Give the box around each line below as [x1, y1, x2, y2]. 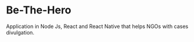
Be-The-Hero [6, 3, 72, 17]
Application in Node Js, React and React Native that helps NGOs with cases [6, 23, 189, 30]
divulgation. [6, 29, 35, 36]
